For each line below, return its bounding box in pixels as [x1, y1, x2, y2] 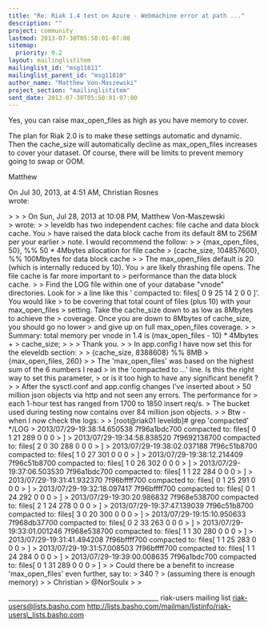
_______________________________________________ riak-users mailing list [8, 593, 231, 603]
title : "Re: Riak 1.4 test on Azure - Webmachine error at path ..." [8, 11, 246, 20]
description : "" [8, 19, 62, 27]
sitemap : [8, 42, 38, 50]
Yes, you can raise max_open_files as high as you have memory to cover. [8, 115, 249, 125]
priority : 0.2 [15, 49, 62, 57]
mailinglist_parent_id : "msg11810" [8, 71, 127, 79]
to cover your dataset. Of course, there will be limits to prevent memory [8, 148, 244, 158]
